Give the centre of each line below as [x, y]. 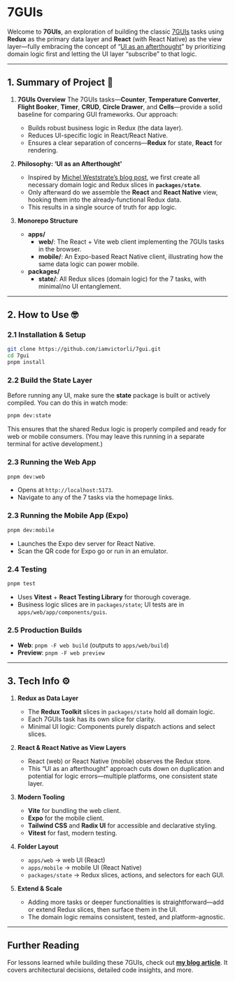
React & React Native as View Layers [72, 747]
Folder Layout [38, 846]
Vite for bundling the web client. [74, 810]
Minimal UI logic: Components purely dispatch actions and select [121, 726]
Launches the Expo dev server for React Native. [86, 543]
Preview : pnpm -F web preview [61, 653]
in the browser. [60, 249]
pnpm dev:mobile [31, 530]
